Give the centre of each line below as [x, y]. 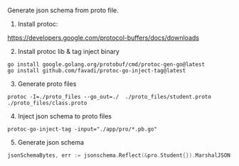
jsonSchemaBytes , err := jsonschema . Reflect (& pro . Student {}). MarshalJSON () [122, 155]
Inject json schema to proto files [65, 116]
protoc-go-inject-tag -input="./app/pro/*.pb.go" [83, 129]
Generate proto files [47, 84]
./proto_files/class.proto [47, 103]
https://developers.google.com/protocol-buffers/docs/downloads [103, 38]
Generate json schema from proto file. [63, 10]
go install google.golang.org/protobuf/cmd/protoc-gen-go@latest [106, 65]
